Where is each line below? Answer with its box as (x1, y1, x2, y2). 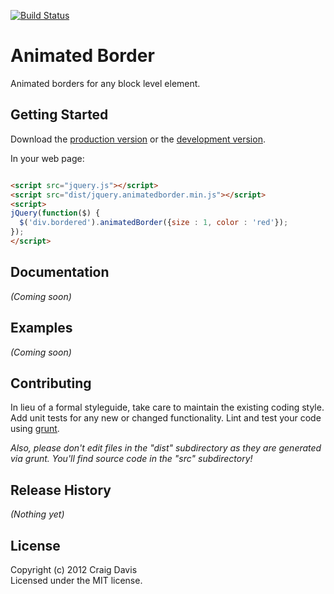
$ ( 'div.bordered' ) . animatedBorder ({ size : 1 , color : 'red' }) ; (19, 218, 289, 228)
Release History (10, 481, 112, 499)
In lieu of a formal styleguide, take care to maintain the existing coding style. (10, 401, 325, 414)
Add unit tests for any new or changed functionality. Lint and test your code (10, 412, 322, 424)
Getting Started (10, 106, 109, 124)
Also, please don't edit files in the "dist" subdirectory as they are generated (10, 442, 322, 454)
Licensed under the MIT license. (10, 574, 143, 586)
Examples (10, 320, 73, 337)
